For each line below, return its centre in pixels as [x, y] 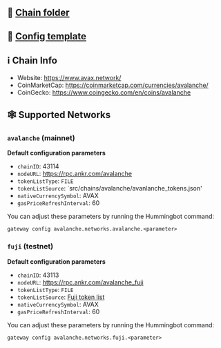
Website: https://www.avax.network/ [69, 77]
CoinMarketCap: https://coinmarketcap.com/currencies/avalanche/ [113, 85]
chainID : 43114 [38, 166]
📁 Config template [47, 36]
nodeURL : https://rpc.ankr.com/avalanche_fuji [80, 282]
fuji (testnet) [30, 246]
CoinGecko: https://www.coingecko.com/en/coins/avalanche [104, 92]
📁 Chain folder [39, 13]
